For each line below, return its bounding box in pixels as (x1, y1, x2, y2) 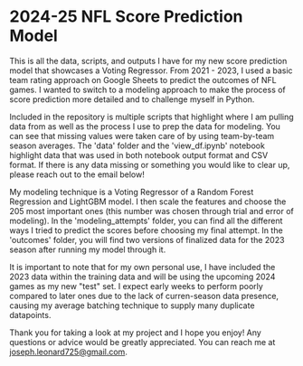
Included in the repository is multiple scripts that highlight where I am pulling (9, 111, 294, 122)
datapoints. (9, 309, 52, 320)
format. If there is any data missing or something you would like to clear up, (9, 159, 290, 170)
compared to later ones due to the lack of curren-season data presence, (9, 290, 279, 301)
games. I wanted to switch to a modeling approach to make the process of (9, 84, 287, 95)
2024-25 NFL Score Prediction (9, 6, 243, 27)
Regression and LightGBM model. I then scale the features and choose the (9, 196, 287, 207)
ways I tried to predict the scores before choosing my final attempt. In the (9, 224, 283, 236)
